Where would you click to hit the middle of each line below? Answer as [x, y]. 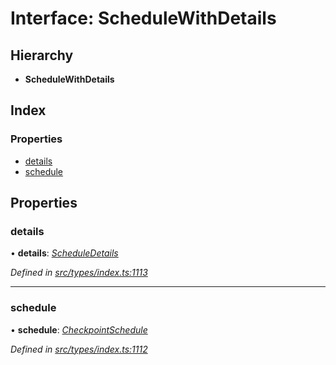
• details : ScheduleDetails [64, 253]
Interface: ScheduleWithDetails [143, 18]
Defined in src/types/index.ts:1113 [79, 273]
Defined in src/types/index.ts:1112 [79, 349]
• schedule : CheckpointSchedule [79, 329]
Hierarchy [42, 55]
